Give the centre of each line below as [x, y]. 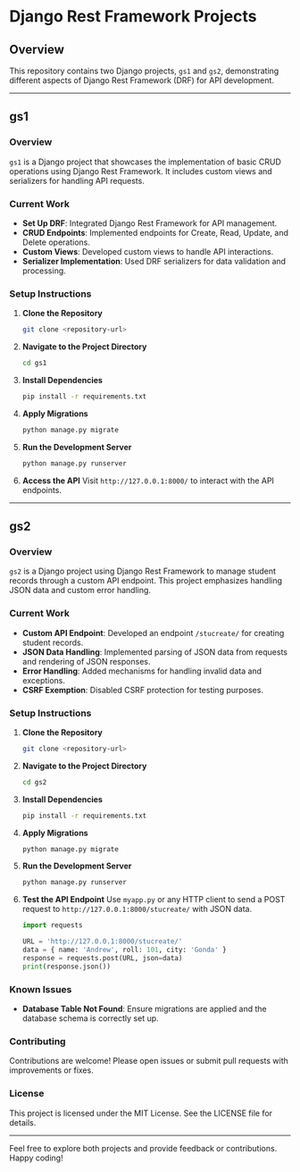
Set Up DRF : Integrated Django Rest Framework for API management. [150, 223]
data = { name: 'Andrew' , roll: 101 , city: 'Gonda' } [124, 950]
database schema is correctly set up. [90, 1018]
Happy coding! [37, 1158]
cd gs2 [34, 782]
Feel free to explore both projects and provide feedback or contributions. [143, 1148]
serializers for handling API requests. [77, 180]
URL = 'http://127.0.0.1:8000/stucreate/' [102, 942]
